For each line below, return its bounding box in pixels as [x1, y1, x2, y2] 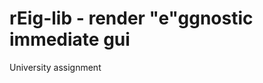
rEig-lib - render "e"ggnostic [9, 7, 254, 30]
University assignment [9, 61, 102, 73]
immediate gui [9, 28, 131, 51]
